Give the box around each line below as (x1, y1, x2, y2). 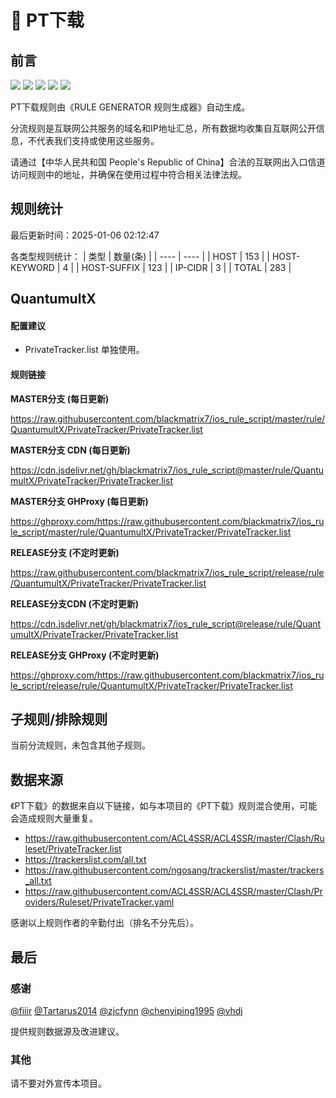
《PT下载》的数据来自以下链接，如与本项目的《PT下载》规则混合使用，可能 (10, 800, 318, 812)
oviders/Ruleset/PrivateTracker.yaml (24, 896, 175, 908)
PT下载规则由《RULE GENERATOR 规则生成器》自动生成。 (10, 101, 251, 113)
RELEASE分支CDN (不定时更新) (10, 597, 140, 610)
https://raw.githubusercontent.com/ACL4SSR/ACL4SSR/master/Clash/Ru (24, 832, 325, 845)
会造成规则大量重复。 (10, 812, 98, 825)
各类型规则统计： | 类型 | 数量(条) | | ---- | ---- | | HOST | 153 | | (10, 250, 270, 262)
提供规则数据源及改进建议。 (10, 1025, 125, 1037)
